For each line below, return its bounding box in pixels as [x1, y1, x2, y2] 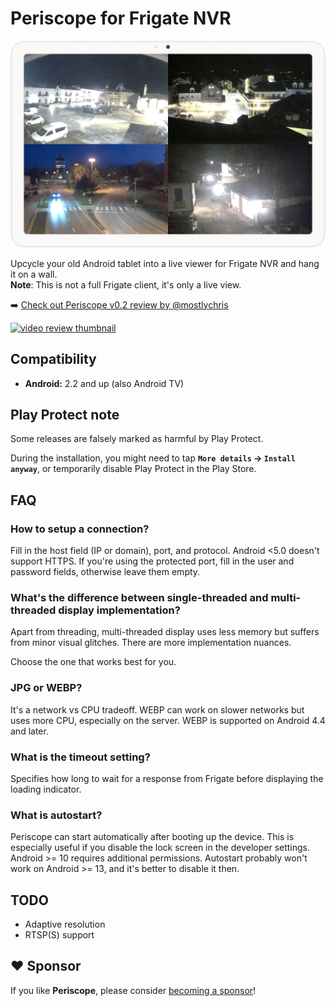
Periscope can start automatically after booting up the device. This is [10, 831, 295, 843]
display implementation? [58, 603, 181, 617]
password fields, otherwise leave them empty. [10, 566, 201, 577]
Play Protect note [10, 406, 120, 423]
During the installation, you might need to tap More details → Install [10, 452, 296, 464]
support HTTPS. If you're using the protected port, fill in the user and [10, 555, 295, 567]
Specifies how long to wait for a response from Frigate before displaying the [10, 772, 324, 784]
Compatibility [10, 351, 97, 368]
